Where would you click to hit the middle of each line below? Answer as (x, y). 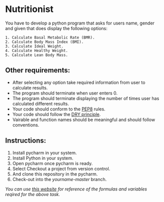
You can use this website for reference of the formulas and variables (76, 189)
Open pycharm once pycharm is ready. (52, 163)
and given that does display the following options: (56, 28)
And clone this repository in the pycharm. (55, 174)
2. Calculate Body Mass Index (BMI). (44, 42)
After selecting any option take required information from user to (79, 82)
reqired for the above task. (33, 194)
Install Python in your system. (43, 158)
